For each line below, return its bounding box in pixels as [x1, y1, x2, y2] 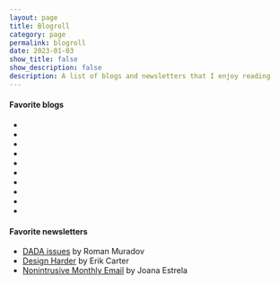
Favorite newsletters [9, 226, 88, 236]
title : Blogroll [9, 22, 70, 31]
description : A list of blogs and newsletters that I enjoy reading [9, 72, 271, 81]
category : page [9, 30, 66, 39]
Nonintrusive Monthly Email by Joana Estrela [22, 265, 188, 276]
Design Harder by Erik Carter [22, 255, 130, 266]
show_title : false [9, 55, 78, 64]
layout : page [9, 13, 58, 22]
